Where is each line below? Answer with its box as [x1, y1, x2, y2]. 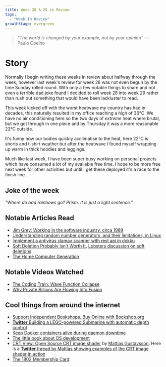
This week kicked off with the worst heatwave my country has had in [5, 105, 146, 111]
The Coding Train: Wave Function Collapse [12, 281, 100, 287]
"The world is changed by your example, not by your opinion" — [17, 35, 149, 41]
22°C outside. [5, 126, 34, 132]
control [12, 325, 27, 331]
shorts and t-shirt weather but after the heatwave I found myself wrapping [5, 141, 157, 147]
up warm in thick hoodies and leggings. [5, 146, 86, 152]
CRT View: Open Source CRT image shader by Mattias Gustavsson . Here [12, 341, 161, 347]
